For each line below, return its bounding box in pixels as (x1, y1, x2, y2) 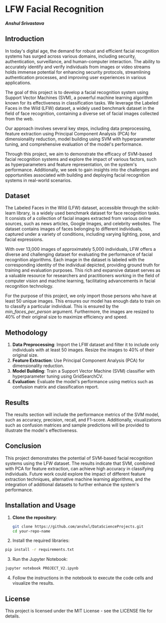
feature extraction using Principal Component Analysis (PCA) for (5, 130, 137, 136)
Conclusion (5, 442, 42, 450)
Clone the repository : (12, 514, 57, 520)
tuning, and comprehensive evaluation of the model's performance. (5, 141, 143, 147)
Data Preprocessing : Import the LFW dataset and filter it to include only (12, 342, 159, 348)
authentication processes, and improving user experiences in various (5, 74, 146, 80)
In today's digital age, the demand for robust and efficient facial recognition (5, 48, 160, 54)
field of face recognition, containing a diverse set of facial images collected (5, 110, 159, 116)
